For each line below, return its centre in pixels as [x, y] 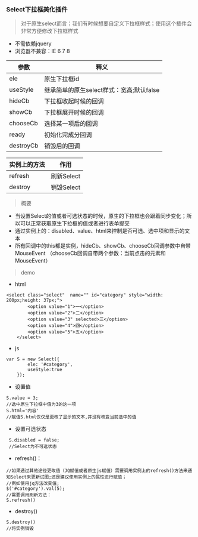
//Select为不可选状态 [33, 447]
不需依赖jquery [33, 44]
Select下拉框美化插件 [37, 9]
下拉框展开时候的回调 [74, 113]
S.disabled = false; [34, 440]
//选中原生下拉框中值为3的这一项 [41, 405]
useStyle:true [45, 370]
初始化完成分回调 [68, 135]
